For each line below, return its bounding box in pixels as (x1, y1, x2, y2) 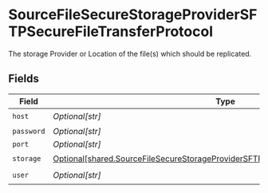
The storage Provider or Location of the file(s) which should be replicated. (8, 49, 252, 58)
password (12, 126, 45, 136)
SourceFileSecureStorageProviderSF (8, 6, 258, 24)
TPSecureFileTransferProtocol (8, 22, 214, 41)
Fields (8, 72, 40, 85)
